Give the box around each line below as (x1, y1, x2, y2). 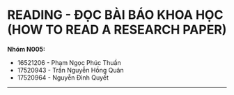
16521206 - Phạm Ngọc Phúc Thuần (17, 58, 121, 66)
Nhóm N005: (7, 45, 46, 53)
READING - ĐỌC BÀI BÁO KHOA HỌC (7, 7, 224, 23)
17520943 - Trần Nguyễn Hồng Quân (17, 66, 124, 74)
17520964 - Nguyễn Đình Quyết (17, 73, 109, 82)
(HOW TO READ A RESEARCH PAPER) (7, 22, 227, 38)
